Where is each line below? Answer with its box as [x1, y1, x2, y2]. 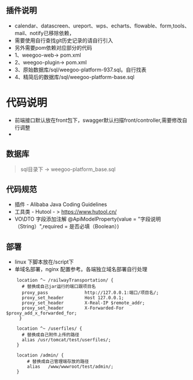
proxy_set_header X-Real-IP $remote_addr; [21, 300, 145, 306]
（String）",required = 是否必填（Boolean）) [14, 223, 119, 230]
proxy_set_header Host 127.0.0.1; [21, 295, 125, 301]
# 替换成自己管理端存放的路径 [27, 359, 89, 365]
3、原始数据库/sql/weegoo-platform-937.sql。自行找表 [14, 66, 147, 73]
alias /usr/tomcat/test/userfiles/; [21, 337, 111, 343]
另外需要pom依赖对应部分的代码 [14, 44, 92, 51]
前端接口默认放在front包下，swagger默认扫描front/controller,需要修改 [14, 117, 182, 124]
